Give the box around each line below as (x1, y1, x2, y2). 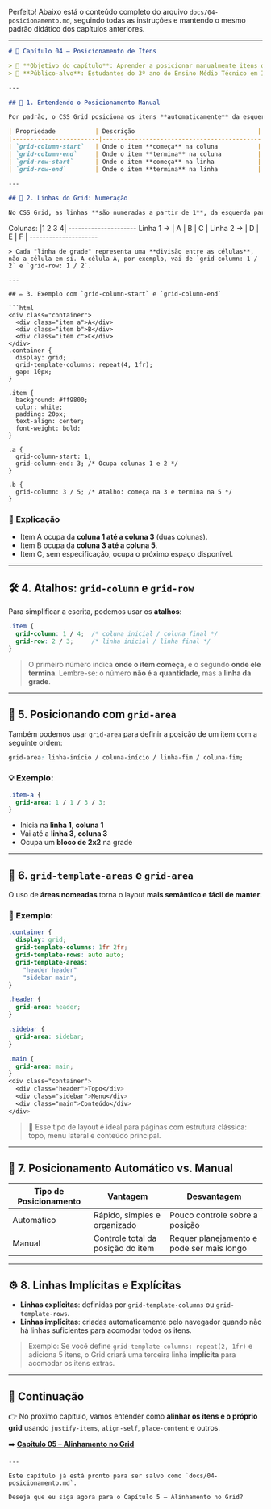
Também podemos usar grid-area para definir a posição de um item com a (8, 729, 258, 738)
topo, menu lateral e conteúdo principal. (27, 1130, 161, 1140)
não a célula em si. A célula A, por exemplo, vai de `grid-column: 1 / (8, 254, 258, 263)
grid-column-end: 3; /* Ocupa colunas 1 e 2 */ (15, 460, 179, 468)
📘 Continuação (8, 1389, 85, 1403)
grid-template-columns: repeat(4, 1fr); (15, 361, 153, 369)
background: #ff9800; (15, 396, 89, 405)
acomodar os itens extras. (27, 1359, 115, 1368)
